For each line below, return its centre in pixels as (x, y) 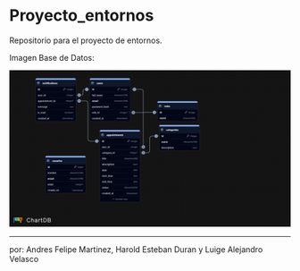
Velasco (24, 259)
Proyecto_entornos (82, 16)
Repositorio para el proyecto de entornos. (86, 40)
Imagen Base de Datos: (52, 57)
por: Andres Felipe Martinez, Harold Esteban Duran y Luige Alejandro (136, 250)
